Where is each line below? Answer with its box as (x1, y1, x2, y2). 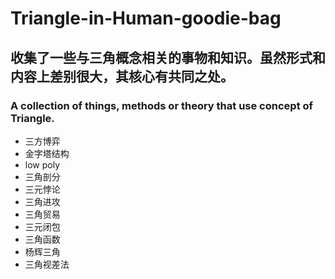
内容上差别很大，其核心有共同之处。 (10, 68, 234, 85)
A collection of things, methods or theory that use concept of (10, 98, 314, 112)
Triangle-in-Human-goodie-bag (10, 7, 282, 30)
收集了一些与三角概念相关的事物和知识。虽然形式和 (10, 49, 326, 66)
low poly (24, 158, 61, 171)
